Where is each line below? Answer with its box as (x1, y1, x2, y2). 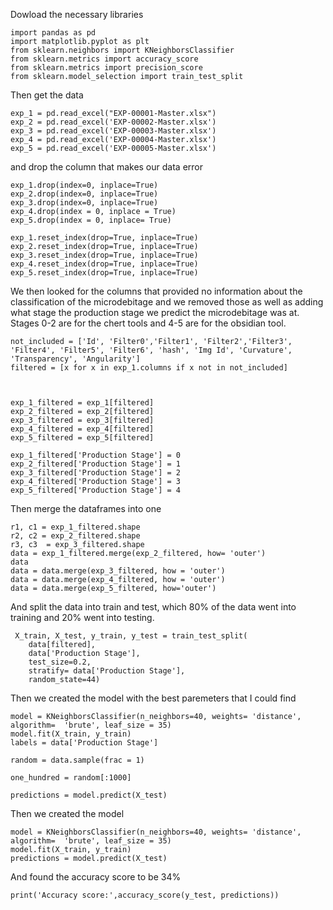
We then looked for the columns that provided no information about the (10, 285, 303, 297)
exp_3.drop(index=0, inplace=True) (10, 198, 159, 208)
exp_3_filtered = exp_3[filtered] (10, 415, 155, 425)
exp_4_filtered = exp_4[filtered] (10, 424, 155, 434)
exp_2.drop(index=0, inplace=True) (10, 189, 159, 199)
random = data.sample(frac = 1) (10, 755, 145, 765)
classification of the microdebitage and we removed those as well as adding (10, 296, 324, 308)
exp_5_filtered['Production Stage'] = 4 (10, 485, 182, 495)
